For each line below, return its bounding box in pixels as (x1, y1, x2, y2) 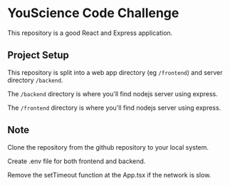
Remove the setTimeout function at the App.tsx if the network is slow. (7, 170, 211, 179)
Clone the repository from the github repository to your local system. (7, 143, 209, 151)
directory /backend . (7, 76, 63, 84)
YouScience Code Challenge (7, 5, 179, 21)
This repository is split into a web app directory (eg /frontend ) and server (7, 68, 223, 76)
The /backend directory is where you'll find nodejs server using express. (7, 89, 219, 98)
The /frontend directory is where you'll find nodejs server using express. (7, 103, 221, 112)
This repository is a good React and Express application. (7, 29, 173, 37)
